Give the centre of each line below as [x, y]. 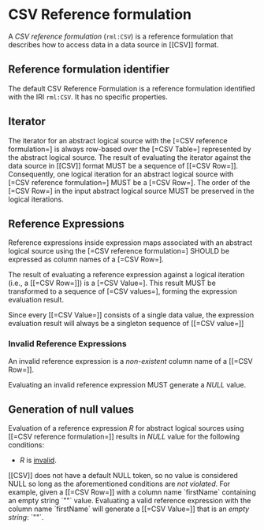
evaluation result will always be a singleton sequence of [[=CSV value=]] [126, 324]
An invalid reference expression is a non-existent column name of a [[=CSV [131, 361]
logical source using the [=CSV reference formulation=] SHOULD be [119, 251]
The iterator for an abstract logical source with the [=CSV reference [118, 140]
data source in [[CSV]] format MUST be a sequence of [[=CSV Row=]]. [123, 165]
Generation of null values [71, 410]
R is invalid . [38, 460]
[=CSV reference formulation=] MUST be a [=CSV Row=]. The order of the [129, 182]
